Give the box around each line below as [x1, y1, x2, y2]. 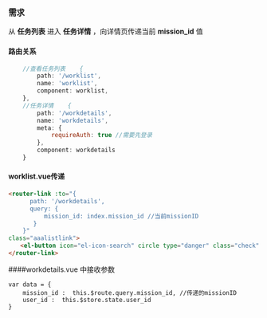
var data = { [8, 281, 52, 289]
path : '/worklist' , [37, 72, 102, 80]
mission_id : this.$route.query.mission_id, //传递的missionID [22, 289, 238, 296]
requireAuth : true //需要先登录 [50, 132, 153, 139]
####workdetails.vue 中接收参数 [8, 265, 116, 274]
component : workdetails [37, 146, 116, 155]
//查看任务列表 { [22, 65, 84, 73]
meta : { [37, 124, 62, 132]
